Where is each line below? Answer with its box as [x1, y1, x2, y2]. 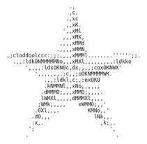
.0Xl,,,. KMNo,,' [34, 107, 110, 114]
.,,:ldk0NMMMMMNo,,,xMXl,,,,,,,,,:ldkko [13, 58, 132, 65]
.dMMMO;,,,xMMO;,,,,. [40, 89, 104, 96]
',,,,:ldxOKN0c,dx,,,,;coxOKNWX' [24, 64, 123, 71]
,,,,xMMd [59, 40, 85, 47]
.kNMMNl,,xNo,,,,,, [43, 82, 100, 89]
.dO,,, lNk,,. [31, 113, 113, 120]
